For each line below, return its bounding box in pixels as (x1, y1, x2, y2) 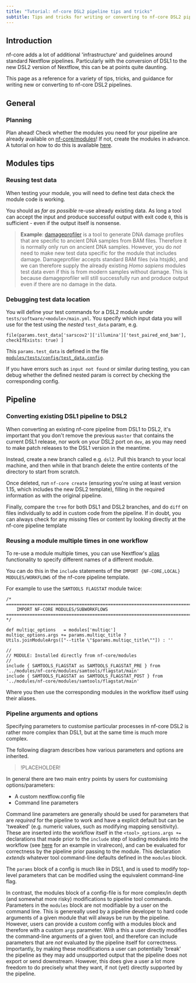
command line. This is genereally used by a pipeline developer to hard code (6, 908, 188, 915)
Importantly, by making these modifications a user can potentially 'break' (6, 946, 181, 953)
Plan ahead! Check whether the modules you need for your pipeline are (6, 129, 178, 136)
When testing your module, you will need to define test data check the (6, 189, 175, 196)
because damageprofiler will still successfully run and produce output (20, 274, 188, 281)
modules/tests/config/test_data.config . (6, 354, 104, 361)
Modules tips (6, 159, 55, 169)
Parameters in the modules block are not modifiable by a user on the (6, 902, 169, 909)
